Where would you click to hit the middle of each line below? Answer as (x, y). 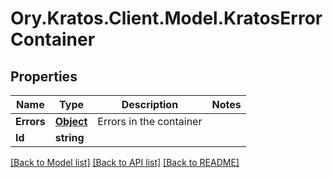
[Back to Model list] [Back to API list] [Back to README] (125, 162)
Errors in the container (150, 121)
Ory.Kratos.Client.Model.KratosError (166, 18)
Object (71, 121)
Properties (44, 76)
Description (150, 104)
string (69, 137)
